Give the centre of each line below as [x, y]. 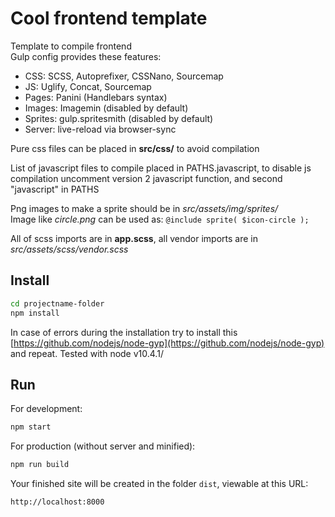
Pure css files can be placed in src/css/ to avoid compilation [135, 148]
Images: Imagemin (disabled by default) [106, 108]
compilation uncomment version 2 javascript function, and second [146, 178]
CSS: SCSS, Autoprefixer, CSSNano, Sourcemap [124, 76]
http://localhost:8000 [57, 502]
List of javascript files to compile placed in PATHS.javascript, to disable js [161, 168]
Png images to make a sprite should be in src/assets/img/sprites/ [144, 208]
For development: [46, 409]
